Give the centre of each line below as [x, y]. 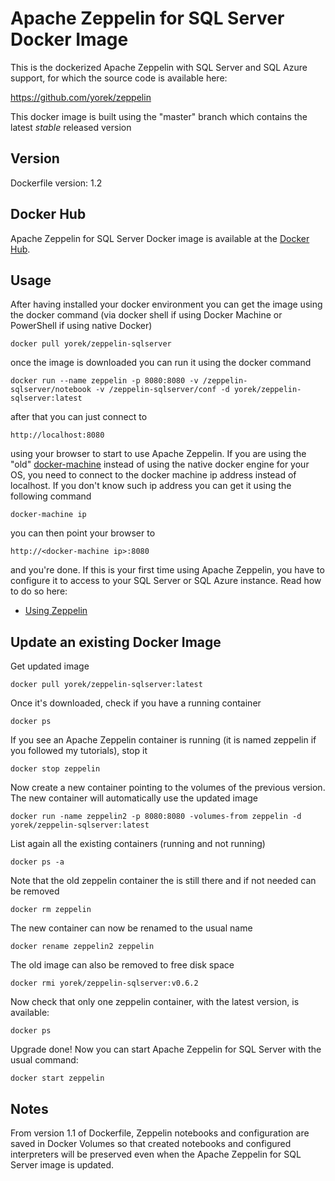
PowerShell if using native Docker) [81, 326]
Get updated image [50, 666]
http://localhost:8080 [57, 435]
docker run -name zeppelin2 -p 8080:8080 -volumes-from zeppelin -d [156, 817]
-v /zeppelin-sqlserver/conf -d [162, 390]
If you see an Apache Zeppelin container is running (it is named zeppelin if [163, 740]
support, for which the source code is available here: [119, 78]
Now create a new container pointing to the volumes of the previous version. [168, 788]
